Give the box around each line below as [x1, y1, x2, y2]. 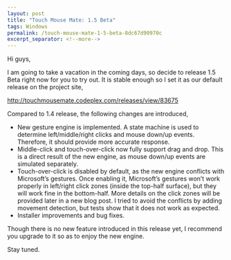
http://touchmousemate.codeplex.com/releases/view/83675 [7, 96, 178, 104]
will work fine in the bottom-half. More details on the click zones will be [17, 189, 221, 198]
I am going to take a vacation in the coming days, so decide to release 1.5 [7, 68, 216, 77]
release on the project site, [7, 83, 84, 91]
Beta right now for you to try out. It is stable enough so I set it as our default [7, 75, 223, 84]
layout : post [7, 10, 45, 17]
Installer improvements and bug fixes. [17, 212, 124, 220]
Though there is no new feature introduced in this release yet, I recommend [7, 225, 223, 233]
